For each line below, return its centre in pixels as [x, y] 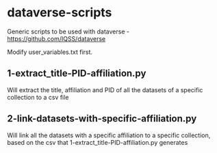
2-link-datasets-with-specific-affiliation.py [102, 119]
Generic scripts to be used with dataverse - [68, 31]
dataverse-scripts [60, 13]
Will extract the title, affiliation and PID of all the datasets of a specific [105, 89]
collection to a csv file [38, 97]
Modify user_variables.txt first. [50, 52]
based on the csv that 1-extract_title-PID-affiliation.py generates [98, 142]
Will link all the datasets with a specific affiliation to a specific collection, [109, 135]
